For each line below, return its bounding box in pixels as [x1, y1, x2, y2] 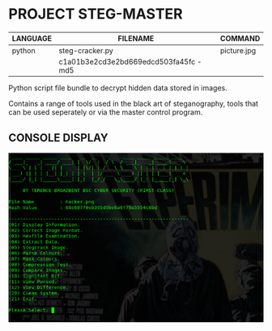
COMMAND [219, 34, 261, 44]
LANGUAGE [11, 34, 53, 44]
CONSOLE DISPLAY [8, 131, 108, 145]
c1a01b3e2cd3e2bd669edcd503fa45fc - [58, 57, 202, 66]
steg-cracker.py [58, 45, 113, 55]
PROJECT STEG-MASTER [8, 5, 184, 23]
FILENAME [117, 34, 155, 44]
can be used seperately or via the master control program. [8, 107, 203, 117]
